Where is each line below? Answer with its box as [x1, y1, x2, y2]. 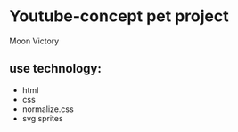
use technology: [9, 61, 103, 76]
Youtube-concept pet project [9, 6, 229, 27]
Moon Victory [9, 35, 60, 46]
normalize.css [21, 104, 74, 114]
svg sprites [21, 113, 64, 123]
